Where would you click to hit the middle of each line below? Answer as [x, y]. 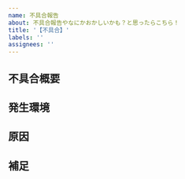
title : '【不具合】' [39, 30]
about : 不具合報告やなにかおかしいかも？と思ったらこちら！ [94, 23]
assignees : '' [31, 45]
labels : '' [26, 37]
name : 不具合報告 [33, 15]
